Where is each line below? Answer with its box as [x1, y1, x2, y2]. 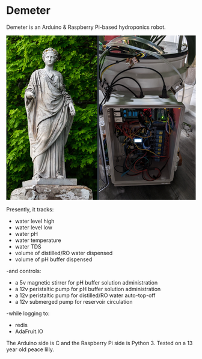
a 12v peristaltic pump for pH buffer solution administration [14, 285, 161, 292]
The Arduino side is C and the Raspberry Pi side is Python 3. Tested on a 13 [6, 339, 193, 346]
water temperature [14, 237, 61, 244]
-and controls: [6, 267, 41, 274]
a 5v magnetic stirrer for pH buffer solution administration [14, 279, 158, 286]
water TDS [14, 243, 42, 250]
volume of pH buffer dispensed [14, 256, 93, 263]
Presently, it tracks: [6, 205, 54, 213]
